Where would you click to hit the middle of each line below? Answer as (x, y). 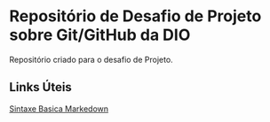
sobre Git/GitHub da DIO (100, 35)
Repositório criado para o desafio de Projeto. (91, 59)
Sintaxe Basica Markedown (59, 109)
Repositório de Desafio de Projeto (135, 16)
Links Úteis (41, 87)
